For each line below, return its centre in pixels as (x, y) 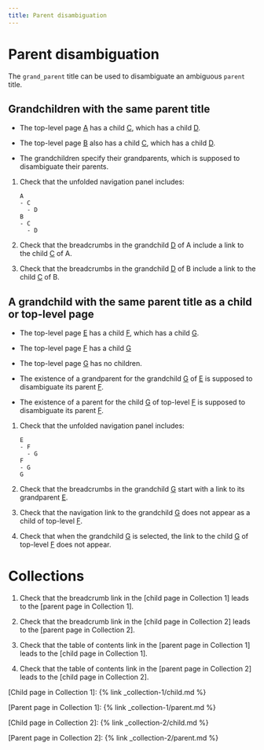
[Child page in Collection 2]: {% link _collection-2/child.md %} (108, 723)
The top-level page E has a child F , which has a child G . (109, 333)
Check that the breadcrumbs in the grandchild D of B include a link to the (137, 269)
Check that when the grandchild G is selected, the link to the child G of (134, 536)
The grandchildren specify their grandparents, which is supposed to (130, 159)
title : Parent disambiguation (58, 15)
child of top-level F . (51, 521)
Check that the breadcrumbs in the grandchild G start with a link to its (132, 489)
